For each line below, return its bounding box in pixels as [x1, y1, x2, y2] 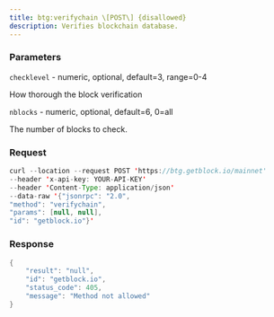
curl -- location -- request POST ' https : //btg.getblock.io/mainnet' [9, 167, 268, 176]
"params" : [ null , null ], [9, 208, 102, 217]
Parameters [9, 51, 61, 64]
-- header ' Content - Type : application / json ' [9, 183, 175, 192]
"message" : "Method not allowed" [25, 292, 151, 301]
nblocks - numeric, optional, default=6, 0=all [9, 106, 173, 117]
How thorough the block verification [9, 89, 143, 100]
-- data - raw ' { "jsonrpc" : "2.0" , [9, 191, 130, 200]
